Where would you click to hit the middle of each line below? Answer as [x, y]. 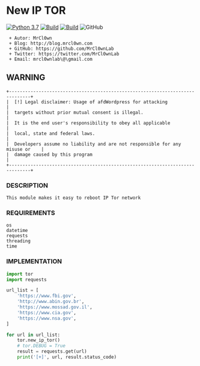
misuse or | [25, 149]
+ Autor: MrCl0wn [30, 38]
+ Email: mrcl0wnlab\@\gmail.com [51, 59]
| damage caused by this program [50, 154]
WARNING [26, 78]
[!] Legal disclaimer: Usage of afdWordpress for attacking [91, 102]
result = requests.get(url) [52, 352]
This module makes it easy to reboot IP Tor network [74, 198]
